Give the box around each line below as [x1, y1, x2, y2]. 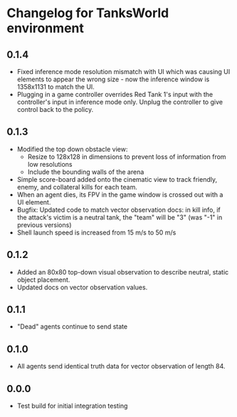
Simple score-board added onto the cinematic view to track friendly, [16, 175, 218, 183]
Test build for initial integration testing [16, 401, 128, 411]
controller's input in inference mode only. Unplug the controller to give [16, 98, 223, 106]
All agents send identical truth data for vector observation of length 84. [16, 362, 226, 371]
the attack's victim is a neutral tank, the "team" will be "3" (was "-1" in [16, 212, 223, 222]
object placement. [16, 275, 70, 284]
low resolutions [27, 160, 73, 168]
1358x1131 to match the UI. [16, 83, 95, 91]
